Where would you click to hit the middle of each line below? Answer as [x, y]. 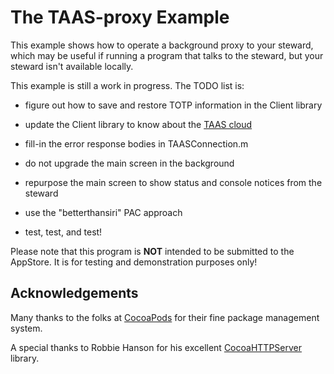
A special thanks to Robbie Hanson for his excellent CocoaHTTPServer [156, 347]
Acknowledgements [74, 293]
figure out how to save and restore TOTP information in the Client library [173, 105]
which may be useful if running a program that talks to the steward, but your [167, 55]
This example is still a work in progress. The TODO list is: [127, 85]
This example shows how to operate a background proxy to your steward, [162, 45]
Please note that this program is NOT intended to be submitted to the [152, 251]
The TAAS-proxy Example [120, 17]
